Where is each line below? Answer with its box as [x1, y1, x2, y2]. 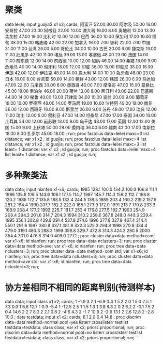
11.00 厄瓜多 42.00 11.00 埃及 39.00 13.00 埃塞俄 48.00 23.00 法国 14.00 [5, 51, 148, 57]
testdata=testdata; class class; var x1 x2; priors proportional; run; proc [5, 324, 145, 330]
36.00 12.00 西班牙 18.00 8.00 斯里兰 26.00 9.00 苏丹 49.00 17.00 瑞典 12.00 [5, 106, 157, 112]
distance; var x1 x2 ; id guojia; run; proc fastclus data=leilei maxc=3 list [5, 141, 147, 147]
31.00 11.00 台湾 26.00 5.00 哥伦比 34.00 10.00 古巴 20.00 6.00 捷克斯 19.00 [5, 46, 157, 51]
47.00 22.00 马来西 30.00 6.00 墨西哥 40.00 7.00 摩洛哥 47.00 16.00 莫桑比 [5, 82, 154, 88]
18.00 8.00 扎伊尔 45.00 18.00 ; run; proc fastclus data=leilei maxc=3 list [5, 131, 149, 136]
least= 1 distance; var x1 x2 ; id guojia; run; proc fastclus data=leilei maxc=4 [5, 146, 156, 152]
